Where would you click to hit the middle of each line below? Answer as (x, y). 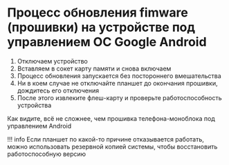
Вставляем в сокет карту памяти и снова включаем (94, 68)
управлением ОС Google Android (107, 42)
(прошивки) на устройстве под (101, 27)
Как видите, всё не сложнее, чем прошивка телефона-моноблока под (111, 118)
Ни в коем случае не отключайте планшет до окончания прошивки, (117, 83)
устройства (34, 105)
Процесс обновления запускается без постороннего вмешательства (119, 76)
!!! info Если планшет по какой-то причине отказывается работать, (106, 139)
